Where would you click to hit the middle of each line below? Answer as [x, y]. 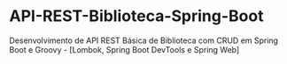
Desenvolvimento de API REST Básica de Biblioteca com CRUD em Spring [144, 40]
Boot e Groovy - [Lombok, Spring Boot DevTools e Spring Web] [124, 49]
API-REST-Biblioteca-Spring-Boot [136, 16]
